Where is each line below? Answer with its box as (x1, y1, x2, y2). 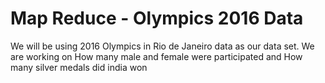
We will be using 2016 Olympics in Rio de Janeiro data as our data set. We (10, 40, 315, 52)
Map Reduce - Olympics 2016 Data (10, 7, 304, 30)
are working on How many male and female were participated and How (10, 50, 303, 62)
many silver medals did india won (10, 61, 148, 73)
